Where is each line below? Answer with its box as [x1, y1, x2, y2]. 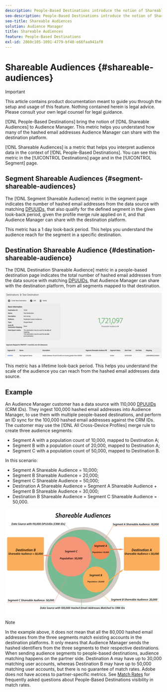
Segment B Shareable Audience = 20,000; [12, 472, 99, 478]
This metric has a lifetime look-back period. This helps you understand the [5, 363, 158, 369]
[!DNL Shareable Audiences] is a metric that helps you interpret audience [5, 144, 155, 150]
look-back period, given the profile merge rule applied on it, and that [5, 211, 145, 217]
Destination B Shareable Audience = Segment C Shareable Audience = [12, 493, 158, 499]
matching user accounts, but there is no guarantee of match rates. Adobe [5, 666, 156, 672]
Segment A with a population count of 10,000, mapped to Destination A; [12, 437, 160, 443]
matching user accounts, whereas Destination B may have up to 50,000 [5, 661, 152, 667]
